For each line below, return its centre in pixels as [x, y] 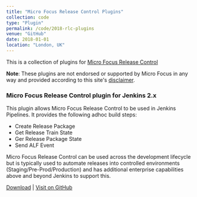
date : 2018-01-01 [28, 39]
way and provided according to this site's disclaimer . [71, 80]
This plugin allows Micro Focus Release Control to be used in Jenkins [91, 109]
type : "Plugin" [25, 23]
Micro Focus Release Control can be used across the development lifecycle [98, 157]
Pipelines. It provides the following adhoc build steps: [72, 115]
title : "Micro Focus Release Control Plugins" [65, 12]
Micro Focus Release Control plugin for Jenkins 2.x [81, 95]
